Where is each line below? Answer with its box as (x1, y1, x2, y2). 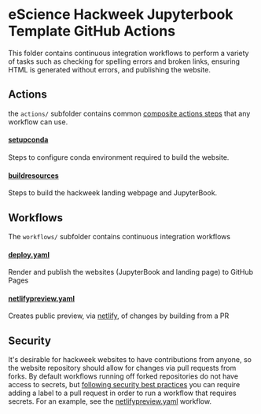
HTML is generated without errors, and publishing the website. (8, 65, 211, 74)
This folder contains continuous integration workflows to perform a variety (8, 48, 249, 57)
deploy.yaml (8, 250, 50, 259)
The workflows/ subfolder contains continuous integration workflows (8, 231, 230, 241)
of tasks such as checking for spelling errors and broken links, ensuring (8, 57, 241, 66)
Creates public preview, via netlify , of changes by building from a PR (8, 311, 230, 320)
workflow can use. (8, 116, 68, 127)
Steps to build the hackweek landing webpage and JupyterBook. (8, 188, 218, 198)
